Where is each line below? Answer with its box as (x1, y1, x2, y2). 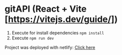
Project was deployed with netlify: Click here (4, 44, 95, 50)
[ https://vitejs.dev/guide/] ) (4, 14, 118, 25)
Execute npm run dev (11, 35, 54, 41)
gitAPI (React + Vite (4, 3, 87, 15)
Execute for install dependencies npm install (11, 30, 104, 36)
